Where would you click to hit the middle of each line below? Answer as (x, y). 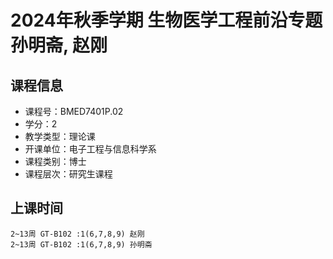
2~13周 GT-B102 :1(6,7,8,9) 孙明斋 (81, 244)
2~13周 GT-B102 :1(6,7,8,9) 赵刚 (77, 234)
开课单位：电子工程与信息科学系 (90, 149)
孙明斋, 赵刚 (59, 45)
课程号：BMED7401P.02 (74, 111)
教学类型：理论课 (60, 136)
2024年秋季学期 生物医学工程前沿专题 (166, 20)
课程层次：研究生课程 (68, 174)
